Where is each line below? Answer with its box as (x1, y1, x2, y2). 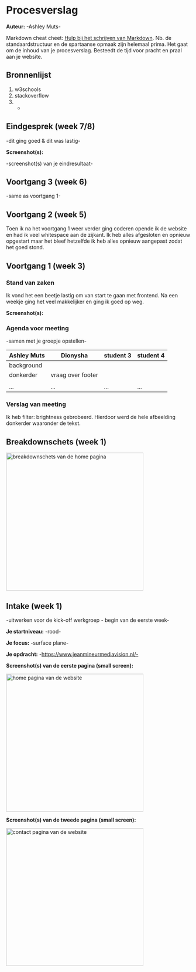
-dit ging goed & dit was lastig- (6, 137, 81, 144)
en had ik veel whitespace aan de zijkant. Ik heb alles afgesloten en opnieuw (6, 232, 191, 239)
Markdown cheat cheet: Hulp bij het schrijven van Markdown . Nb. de (6, 34, 171, 41)
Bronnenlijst (6, 70, 51, 80)
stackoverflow (14, 92, 49, 99)
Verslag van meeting (6, 400, 66, 408)
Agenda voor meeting (6, 324, 69, 332)
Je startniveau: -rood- (6, 628, 61, 635)
